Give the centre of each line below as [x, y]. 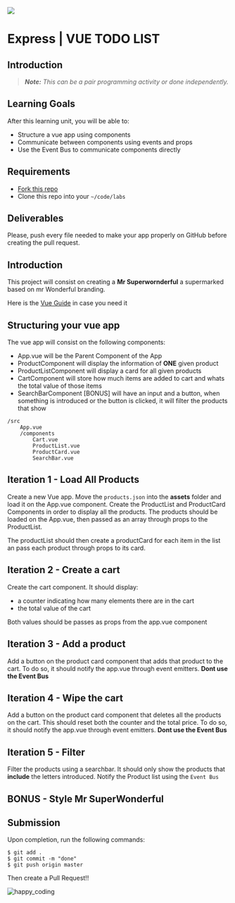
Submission [34, 822]
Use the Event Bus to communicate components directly [99, 149]
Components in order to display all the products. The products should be [113, 512]
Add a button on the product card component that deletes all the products [114, 715]
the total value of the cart [54, 608]
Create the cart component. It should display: [73, 587]
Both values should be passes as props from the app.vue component [107, 622]
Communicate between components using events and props [105, 142]
